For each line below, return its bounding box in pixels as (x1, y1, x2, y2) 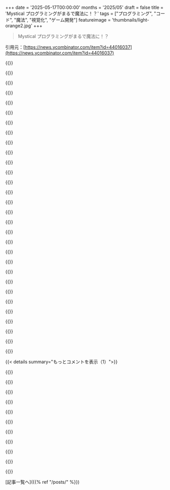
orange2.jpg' (5, 23, 32, 29)
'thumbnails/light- (112, 17, 150, 23)
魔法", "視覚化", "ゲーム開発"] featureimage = (16, 17, 111, 23)
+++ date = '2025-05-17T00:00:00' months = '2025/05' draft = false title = (5, 5, 164, 10)
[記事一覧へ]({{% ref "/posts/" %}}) (5, 479, 80, 485)
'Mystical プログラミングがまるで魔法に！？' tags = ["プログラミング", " (5, 10, 156, 16)
